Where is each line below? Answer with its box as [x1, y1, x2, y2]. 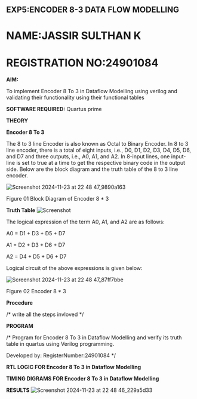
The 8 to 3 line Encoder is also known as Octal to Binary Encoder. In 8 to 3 [6, 140, 189, 147]
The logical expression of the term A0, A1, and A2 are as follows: [6, 218, 165, 225]
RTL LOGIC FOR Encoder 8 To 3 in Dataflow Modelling [6, 363, 141, 370]
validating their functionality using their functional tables [6, 94, 144, 101]
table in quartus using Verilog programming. [6, 340, 115, 347]
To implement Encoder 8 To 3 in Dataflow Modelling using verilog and [6, 87, 178, 94]
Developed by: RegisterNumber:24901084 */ [6, 352, 116, 359]
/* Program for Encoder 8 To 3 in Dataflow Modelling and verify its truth [6, 334, 182, 341]
